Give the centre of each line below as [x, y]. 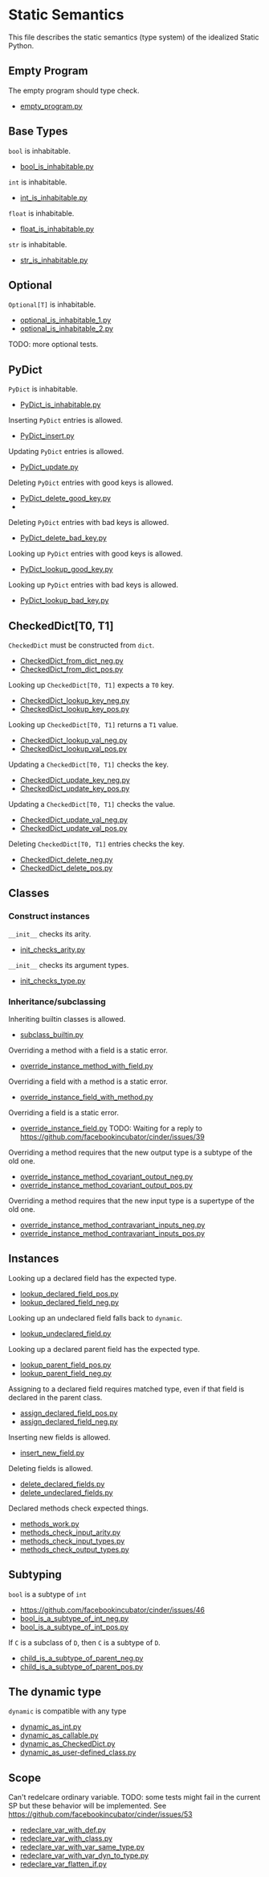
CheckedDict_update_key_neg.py [75, 780]
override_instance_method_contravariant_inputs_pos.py [112, 1233]
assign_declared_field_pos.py [69, 1413]
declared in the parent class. [55, 1397]
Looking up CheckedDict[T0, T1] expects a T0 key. [91, 685]
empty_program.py [51, 105]
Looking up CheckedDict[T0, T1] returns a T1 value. [94, 725]
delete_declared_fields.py [62, 1484]
